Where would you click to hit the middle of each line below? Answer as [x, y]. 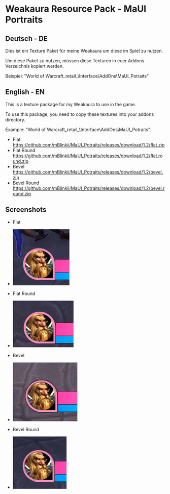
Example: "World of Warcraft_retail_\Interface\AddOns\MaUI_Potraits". [78, 129]
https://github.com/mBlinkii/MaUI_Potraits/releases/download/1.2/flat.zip [89, 145]
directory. [15, 119]
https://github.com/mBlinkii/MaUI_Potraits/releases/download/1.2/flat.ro [88, 156]
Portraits [24, 20]
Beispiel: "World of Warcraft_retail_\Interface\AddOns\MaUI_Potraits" [77, 76]
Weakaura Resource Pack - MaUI [76, 9]
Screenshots [26, 210]
